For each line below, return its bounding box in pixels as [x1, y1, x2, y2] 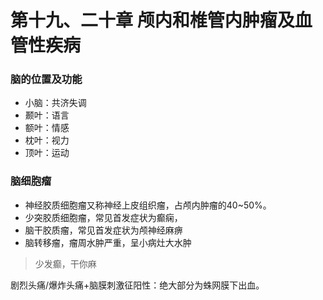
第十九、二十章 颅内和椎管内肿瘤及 [10, 9, 295, 32]
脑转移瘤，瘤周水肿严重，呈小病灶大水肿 [24, 236, 192, 248]
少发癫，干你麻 [34, 257, 97, 270]
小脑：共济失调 [24, 97, 87, 109]
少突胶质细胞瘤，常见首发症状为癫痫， [24, 211, 183, 223]
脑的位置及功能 [10, 72, 83, 86]
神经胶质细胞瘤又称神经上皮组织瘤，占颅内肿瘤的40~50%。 [24, 199, 272, 211]
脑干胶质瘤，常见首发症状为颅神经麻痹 [24, 224, 183, 236]
